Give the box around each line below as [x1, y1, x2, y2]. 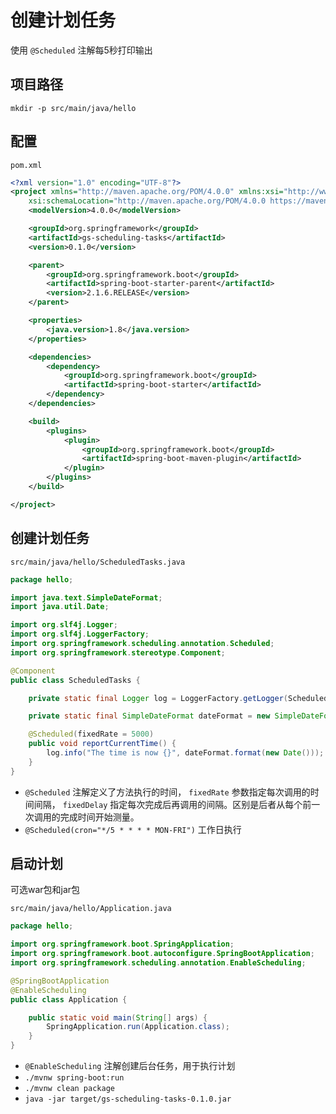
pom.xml [10, 160, 43, 170]
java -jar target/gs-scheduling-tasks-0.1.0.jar [24, 1094, 232, 1105]
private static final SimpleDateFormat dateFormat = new [28, 711, 271, 721]
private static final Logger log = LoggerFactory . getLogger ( [28, 693, 288, 703]
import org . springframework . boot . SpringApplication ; [10, 939, 235, 950]
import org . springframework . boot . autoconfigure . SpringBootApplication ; [10, 949, 315, 959]
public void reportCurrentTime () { [28, 739, 177, 749]
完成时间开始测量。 [59, 811, 140, 823]
